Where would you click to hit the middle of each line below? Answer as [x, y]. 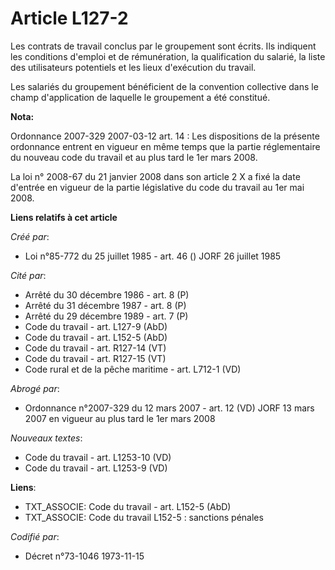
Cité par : [28, 275]
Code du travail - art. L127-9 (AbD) [96, 326]
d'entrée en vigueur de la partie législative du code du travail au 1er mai [157, 187]
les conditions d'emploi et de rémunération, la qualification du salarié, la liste [168, 56]
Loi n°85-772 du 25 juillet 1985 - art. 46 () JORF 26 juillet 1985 [153, 256]
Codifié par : [35, 536]
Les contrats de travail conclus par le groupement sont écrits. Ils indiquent [163, 46]
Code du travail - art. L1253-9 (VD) [96, 468]
